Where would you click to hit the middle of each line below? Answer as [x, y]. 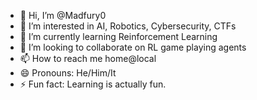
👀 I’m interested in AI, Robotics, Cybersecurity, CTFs [128, 26]
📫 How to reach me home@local [88, 58]
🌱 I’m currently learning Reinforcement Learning [118, 36]
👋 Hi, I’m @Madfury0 [63, 15]
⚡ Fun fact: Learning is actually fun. [93, 84]
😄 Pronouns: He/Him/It [68, 73]
